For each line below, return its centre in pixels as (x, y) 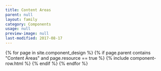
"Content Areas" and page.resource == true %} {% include (67, 58)
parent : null (19, 15)
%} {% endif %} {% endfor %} (56, 63)
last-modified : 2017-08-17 (34, 39)
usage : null (18, 29)
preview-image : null (27, 33)
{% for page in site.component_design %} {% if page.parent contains (78, 52)
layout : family (21, 19)
